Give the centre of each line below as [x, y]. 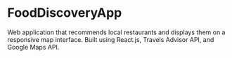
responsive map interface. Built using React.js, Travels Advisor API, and [111, 39]
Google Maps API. [33, 47]
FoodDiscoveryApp [65, 13]
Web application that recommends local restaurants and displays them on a [116, 32]
